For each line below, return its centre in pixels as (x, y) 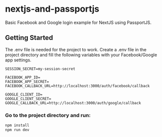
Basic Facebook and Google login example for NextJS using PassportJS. (78, 22)
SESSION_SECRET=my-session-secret (40, 69)
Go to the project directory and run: (48, 115)
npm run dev (17, 130)
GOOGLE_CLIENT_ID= (24, 94)
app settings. (18, 60)
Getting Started (29, 38)
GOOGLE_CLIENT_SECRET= (28, 98)
